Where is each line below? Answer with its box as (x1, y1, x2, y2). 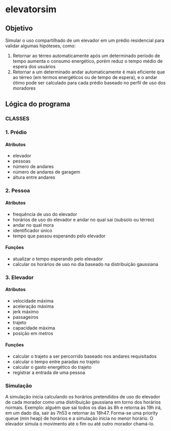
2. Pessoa (5, 187, 31, 194)
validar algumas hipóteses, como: (5, 43, 76, 49)
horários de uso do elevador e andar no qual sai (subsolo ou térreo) (12, 217, 155, 223)
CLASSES (5, 115, 30, 122)
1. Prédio (5, 129, 27, 136)
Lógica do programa (5, 100, 70, 109)
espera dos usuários (12, 64, 56, 69)
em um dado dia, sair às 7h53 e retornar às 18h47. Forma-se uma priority (5, 410, 158, 416)
